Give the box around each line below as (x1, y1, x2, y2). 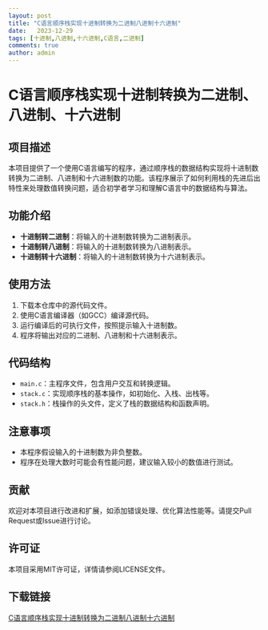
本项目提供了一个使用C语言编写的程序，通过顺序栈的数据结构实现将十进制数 (8, 164, 259, 172)
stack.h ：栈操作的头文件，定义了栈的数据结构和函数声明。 (19, 398, 214, 409)
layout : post (8, 11, 52, 20)
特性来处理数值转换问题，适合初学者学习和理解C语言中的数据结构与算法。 (8, 184, 252, 192)
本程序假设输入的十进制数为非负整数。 (19, 447, 146, 457)
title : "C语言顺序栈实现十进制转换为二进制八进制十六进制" (8, 19, 182, 27)
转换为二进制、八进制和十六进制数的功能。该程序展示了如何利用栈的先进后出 (8, 173, 261, 183)
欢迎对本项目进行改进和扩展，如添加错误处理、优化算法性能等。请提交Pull (8, 506, 252, 515)
